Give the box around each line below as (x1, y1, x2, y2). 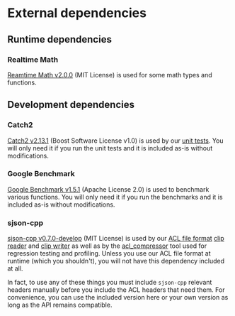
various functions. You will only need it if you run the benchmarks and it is (7, 192, 223, 201)
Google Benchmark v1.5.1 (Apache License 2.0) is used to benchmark (7, 185, 210, 193)
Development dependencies (7, 99, 134, 111)
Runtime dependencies (7, 33, 112, 45)
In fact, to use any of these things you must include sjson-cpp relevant (7, 278, 212, 287)
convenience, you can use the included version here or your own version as (7, 293, 229, 302)
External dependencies (7, 5, 147, 21)
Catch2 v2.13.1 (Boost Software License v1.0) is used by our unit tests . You (7, 136, 224, 145)
